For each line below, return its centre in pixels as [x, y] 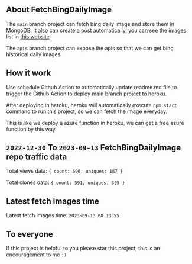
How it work [29, 73]
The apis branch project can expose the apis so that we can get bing [90, 48]
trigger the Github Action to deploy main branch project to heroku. [87, 94]
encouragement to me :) [36, 255]
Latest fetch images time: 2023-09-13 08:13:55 [63, 215]
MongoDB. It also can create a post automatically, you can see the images [96, 30]
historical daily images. [34, 54]
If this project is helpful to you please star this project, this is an [83, 249]
